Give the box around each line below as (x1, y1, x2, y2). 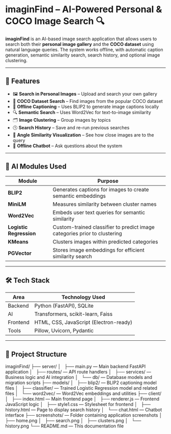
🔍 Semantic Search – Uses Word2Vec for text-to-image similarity (12, 109, 151, 115)
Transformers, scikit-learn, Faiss (34, 311, 113, 318)
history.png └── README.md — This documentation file (5, 423, 124, 429)
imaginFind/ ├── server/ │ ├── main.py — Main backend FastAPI (5, 363, 146, 370)
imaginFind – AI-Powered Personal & (5, 4, 162, 15)
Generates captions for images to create (52, 186, 149, 193)
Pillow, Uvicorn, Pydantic (34, 327, 94, 334)
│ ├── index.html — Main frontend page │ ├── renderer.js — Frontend (5, 396, 159, 402)
